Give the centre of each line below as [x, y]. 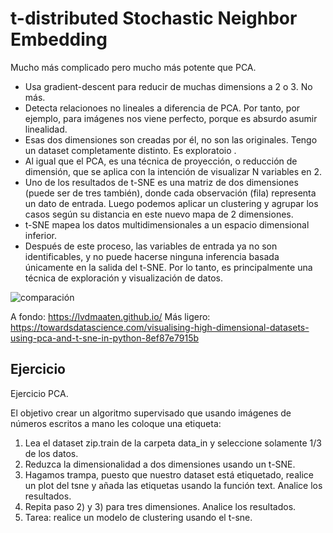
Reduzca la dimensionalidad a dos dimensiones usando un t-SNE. [160, 464]
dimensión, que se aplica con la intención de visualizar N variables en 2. [173, 171]
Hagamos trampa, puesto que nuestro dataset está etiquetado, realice [169, 474]
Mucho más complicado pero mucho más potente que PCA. [133, 67]
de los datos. [51, 453]
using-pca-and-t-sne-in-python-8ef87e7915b [105, 338]
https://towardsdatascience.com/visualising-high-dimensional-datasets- [160, 327]
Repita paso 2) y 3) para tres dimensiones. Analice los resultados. [160, 506]
